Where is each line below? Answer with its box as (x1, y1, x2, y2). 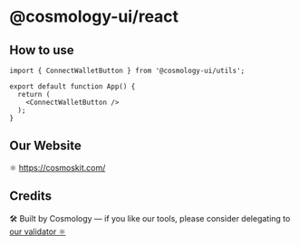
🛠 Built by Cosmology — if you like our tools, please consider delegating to (9, 212, 291, 223)
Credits (9, 188, 53, 204)
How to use (9, 42, 74, 58)
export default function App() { (9, 82, 136, 91)
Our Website (9, 138, 82, 154)
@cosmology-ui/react (9, 6, 179, 27)
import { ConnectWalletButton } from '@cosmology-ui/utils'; (9, 66, 246, 75)
